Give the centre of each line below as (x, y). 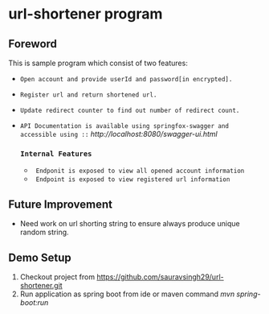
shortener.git (41, 285)
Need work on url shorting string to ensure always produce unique (130, 224)
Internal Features (56, 153)
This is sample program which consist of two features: (98, 63)
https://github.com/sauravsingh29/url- (160, 277)
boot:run (34, 302)
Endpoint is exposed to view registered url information (133, 180)
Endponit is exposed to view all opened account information (140, 171)
